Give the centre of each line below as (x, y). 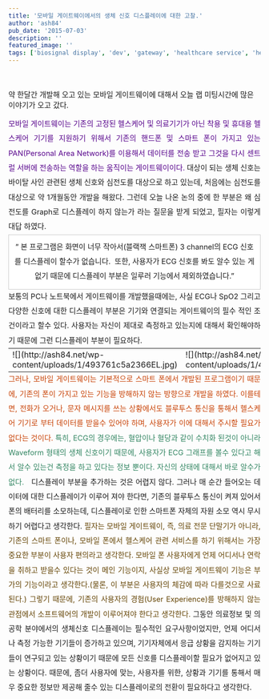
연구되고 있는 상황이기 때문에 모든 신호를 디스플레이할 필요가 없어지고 (138, 658)
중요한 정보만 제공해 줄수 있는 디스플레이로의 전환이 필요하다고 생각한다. (134, 687)
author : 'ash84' (35, 23)
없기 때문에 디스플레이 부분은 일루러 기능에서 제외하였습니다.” (134, 276)
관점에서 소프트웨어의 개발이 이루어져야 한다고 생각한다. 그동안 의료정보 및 (130, 614)
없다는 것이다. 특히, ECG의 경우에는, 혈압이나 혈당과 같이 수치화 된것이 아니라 (134, 438)
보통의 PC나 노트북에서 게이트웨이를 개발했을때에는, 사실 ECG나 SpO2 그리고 (134, 296)
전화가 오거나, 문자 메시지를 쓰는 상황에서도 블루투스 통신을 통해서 (129, 408)
